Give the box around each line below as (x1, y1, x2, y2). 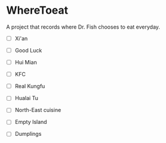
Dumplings (14, 130, 42, 138)
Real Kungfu (14, 83, 45, 90)
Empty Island (14, 119, 47, 126)
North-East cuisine (14, 107, 62, 114)
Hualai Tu (14, 95, 39, 102)
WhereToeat (6, 4, 69, 17)
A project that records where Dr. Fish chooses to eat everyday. (6, 23, 160, 30)
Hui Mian (14, 59, 37, 66)
